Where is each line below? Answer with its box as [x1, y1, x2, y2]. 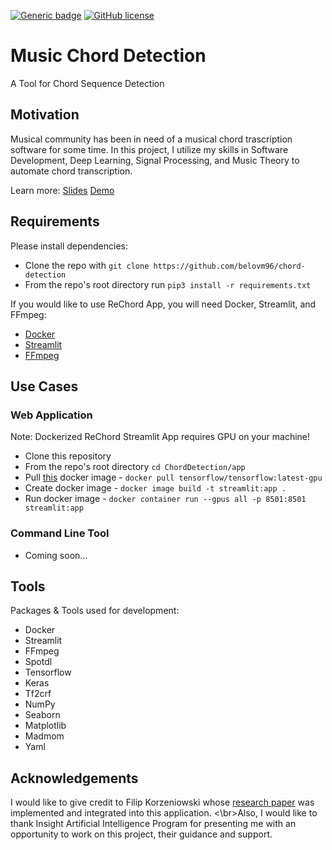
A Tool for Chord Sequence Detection [10, 77, 165, 89]
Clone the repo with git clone [24, 259, 150, 271]
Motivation [10, 106, 80, 124]
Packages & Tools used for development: [10, 605, 180, 617]
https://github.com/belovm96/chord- [153, 261, 306, 271]
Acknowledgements [10, 770, 139, 787]
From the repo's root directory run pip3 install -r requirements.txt [24, 278, 312, 290]
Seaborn [24, 709, 61, 721]
